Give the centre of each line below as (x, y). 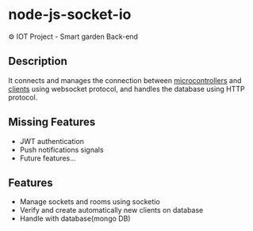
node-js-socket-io (70, 15)
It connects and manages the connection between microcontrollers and (125, 80)
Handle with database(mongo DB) (75, 218)
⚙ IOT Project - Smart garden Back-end (73, 36)
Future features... (48, 158)
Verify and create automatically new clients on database (111, 210)
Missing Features (52, 122)
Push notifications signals (62, 150)
